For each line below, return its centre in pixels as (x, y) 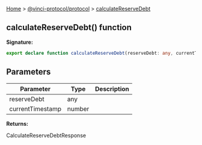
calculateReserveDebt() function (69, 27)
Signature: (20, 42)
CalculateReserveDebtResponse (46, 135)
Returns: (17, 123)
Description (112, 88)
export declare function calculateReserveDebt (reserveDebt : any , (90, 53)
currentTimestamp (35, 109)
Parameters (29, 72)
